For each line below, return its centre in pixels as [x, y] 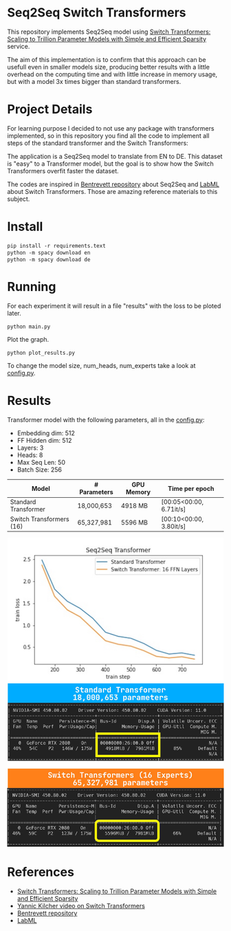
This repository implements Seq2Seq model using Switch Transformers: [109, 32]
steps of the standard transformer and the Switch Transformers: [98, 143]
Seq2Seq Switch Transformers [97, 13]
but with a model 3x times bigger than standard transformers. [94, 81]
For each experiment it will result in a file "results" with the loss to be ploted [114, 306]
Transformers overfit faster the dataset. [63, 171]
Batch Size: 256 [40, 470]
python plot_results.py [41, 353]
